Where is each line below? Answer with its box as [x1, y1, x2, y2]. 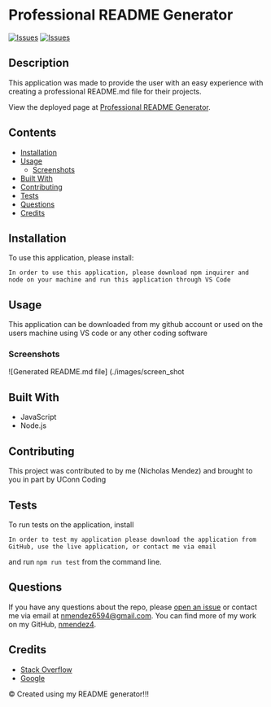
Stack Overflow [20, 665, 73, 674]
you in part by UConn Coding [8, 474, 107, 485]
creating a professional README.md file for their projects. [8, 86, 202, 96]
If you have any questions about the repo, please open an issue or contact [8, 602, 258, 612]
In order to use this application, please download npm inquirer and [8, 268, 250, 277]
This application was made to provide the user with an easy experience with [8, 77, 264, 87]
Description [8, 56, 69, 70]
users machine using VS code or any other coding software [8, 328, 208, 338]
